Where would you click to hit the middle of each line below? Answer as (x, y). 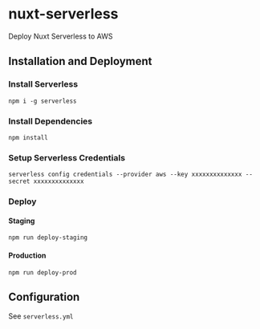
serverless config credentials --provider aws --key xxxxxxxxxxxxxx (125, 175)
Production (27, 255)
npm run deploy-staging (48, 238)
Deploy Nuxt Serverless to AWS (61, 36)
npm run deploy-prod (43, 272)
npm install (28, 137)
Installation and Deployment (80, 61)
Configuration (44, 297)
